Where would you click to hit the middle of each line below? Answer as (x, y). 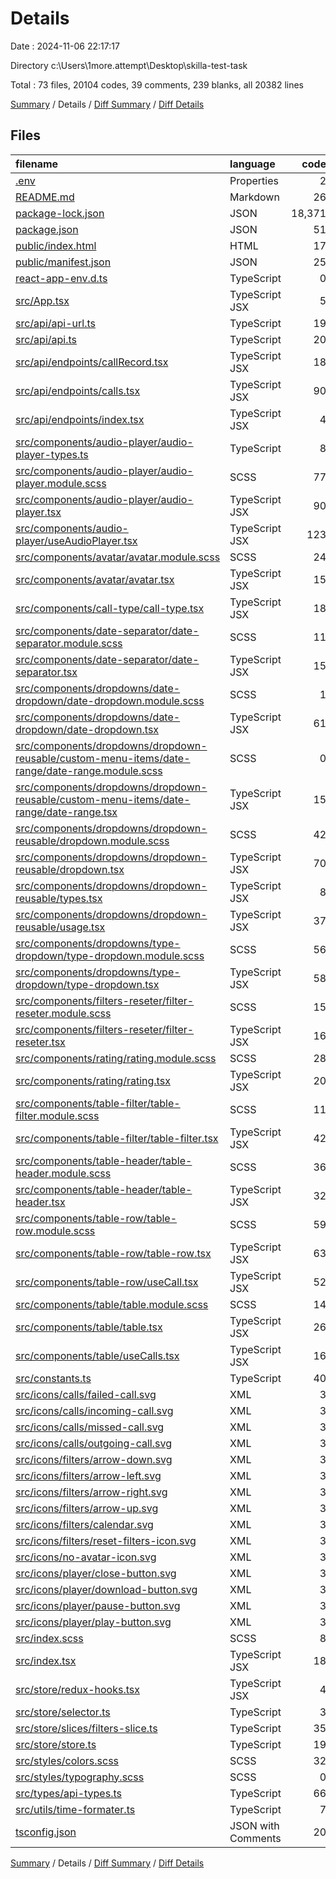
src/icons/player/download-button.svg (106, 1589)
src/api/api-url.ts (55, 323)
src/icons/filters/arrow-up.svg (87, 1508)
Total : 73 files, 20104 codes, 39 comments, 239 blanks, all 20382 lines (157, 84)
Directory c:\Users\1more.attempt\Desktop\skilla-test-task (129, 65)
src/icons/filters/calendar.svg (84, 1524)
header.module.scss (63, 1173)
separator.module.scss (69, 643)
